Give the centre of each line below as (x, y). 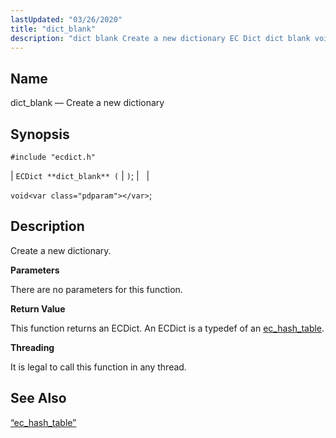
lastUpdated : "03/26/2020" (66, 19)
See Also (38, 398)
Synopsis (40, 134)
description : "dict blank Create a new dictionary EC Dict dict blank (160, 38)
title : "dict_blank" (53, 29)
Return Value (38, 308)
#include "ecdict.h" (53, 157)
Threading (32, 347)
